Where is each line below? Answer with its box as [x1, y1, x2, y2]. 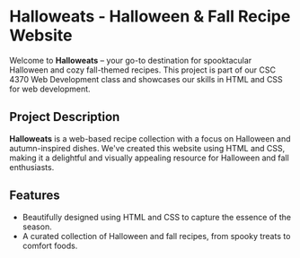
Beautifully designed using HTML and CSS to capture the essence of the [22, 211, 292, 222]
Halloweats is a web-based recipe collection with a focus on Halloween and [9, 133, 291, 144]
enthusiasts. [9, 161, 55, 172]
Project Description [9, 109, 120, 125]
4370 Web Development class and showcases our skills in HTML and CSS [9, 73, 283, 84]
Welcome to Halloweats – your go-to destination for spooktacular [9, 55, 252, 65]
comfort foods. [22, 240, 78, 251]
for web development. [9, 83, 92, 94]
